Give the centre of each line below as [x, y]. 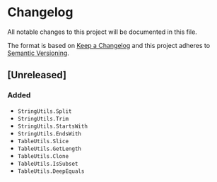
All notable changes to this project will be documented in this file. [102, 32]
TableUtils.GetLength [49, 149]
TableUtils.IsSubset [48, 164]
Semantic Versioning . [38, 53]
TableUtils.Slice [43, 141]
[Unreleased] [37, 75]
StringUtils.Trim [43, 119]
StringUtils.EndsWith [49, 134]
